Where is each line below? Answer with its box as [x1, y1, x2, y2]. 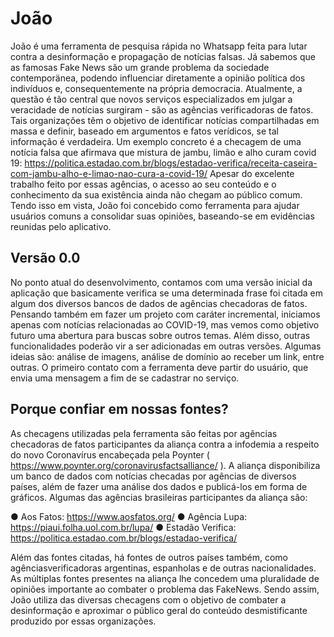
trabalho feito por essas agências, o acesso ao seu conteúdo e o [10, 178, 277, 190]
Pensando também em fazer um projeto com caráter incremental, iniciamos [10, 308, 321, 320]
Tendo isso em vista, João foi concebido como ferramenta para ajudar [10, 199, 300, 211]
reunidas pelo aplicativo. [10, 220, 112, 232]
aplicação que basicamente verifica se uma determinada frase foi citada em [10, 287, 323, 299]
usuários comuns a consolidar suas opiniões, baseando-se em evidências [10, 210, 315, 222]
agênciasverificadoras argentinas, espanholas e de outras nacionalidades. [10, 562, 317, 574]
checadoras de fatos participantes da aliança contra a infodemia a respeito [10, 438, 320, 450]
